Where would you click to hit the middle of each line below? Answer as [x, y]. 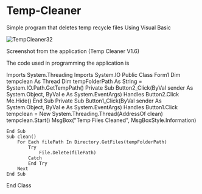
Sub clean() [21, 137]
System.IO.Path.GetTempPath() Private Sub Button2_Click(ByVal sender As [100, 88]
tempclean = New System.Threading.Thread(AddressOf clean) [85, 113]
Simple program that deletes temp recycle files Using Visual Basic [89, 27]
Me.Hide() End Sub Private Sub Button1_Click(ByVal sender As [84, 101]
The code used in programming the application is [68, 63]
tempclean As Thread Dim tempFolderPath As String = [75, 81]
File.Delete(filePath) [68, 153]
